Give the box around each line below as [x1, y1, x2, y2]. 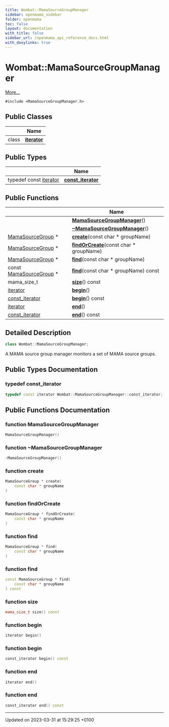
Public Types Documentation [5, 365, 98, 374]
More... [5, 89, 20, 95]
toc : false [5, 21, 28, 27]
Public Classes [5, 113, 53, 121]
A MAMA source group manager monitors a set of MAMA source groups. [5, 351, 156, 357]
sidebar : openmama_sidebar [5, 12, 62, 17]
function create [5, 467, 44, 474]
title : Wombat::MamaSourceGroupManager [5, 7, 89, 13]
